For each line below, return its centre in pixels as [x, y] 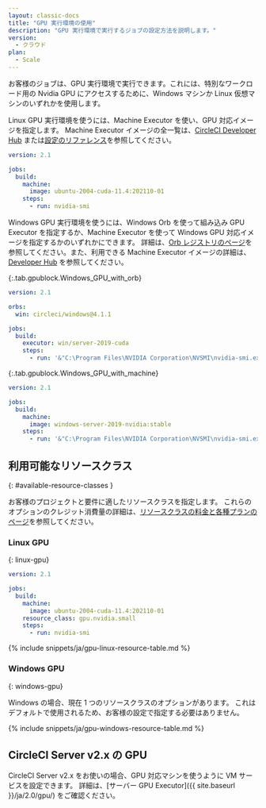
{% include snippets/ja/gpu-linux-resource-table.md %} [99, 648]
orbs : [17, 306]
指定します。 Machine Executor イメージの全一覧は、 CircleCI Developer [139, 130]
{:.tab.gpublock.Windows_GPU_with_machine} [84, 373]
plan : [17, 52]
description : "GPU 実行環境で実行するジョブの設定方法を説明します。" [112, 30]
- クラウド [31, 45]
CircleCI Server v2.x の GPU [78, 755]
